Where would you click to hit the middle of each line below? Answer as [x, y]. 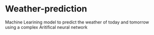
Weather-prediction [46, 9]
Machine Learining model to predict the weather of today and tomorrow [77, 22]
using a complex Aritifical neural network [46, 27]
